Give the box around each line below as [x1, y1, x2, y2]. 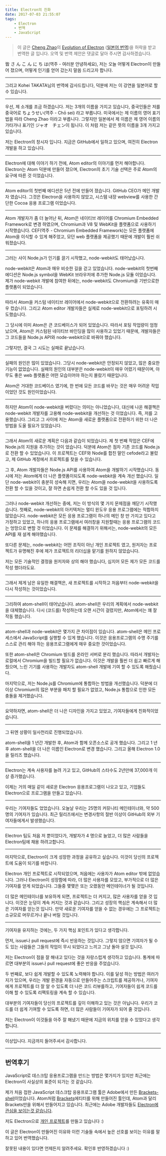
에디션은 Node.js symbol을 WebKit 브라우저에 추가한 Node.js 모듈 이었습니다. [5, 272, 157, 277]
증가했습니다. [10, 774, 36, 779]
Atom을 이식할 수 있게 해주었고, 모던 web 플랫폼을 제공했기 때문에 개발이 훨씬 [5, 234, 155, 240]
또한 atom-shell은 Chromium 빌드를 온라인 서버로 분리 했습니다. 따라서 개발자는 [5, 652, 160, 657]
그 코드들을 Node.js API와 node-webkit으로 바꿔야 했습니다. [5, 334, 122, 340]
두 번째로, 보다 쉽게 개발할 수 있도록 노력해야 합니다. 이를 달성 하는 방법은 [5, 971, 146, 977]
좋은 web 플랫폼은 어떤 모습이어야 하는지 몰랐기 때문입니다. [14, 372, 128, 378]
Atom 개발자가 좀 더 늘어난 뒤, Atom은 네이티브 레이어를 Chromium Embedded [5, 215, 159, 221]
